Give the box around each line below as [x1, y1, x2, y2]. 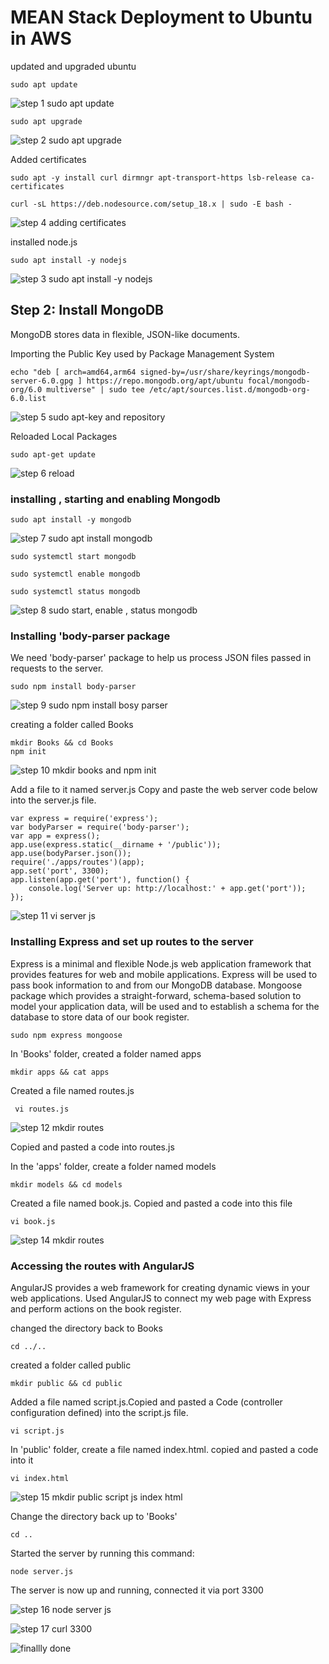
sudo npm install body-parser [10, 682, 137, 692]
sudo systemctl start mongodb [10, 552, 137, 562]
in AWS [10, 27, 72, 50]
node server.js [10, 1566, 74, 1576]
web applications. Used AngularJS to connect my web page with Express [10, 1292, 312, 1304]
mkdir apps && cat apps [10, 1067, 110, 1077]
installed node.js [10, 236, 78, 248]
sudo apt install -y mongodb [10, 515, 132, 525]
